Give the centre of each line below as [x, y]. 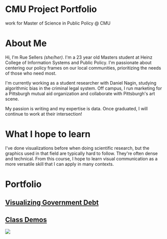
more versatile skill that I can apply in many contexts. [60, 164]
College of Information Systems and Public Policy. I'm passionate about [79, 62]
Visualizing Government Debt [52, 203]
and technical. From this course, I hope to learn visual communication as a [82, 158]
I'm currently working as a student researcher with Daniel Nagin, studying [81, 83]
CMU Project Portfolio [51, 9]
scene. [12, 99]
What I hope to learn [48, 134]
